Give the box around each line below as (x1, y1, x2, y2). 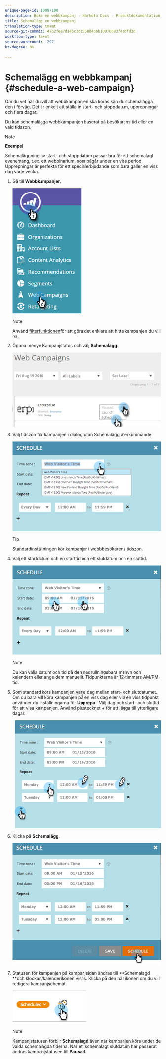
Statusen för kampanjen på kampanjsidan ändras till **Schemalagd (12, 970, 150, 976)
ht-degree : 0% (5, 45, 35, 49)
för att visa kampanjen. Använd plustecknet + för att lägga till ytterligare (12, 705, 159, 711)
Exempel (5, 143, 24, 149)
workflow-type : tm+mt (5, 34, 50, 39)
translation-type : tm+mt (5, 24, 56, 29)
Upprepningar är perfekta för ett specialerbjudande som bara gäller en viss (5, 163, 158, 169)
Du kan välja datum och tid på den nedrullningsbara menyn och (12, 669, 142, 675)
